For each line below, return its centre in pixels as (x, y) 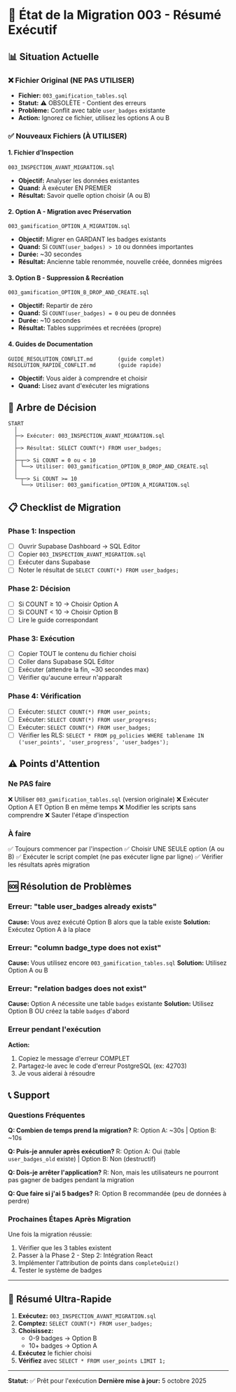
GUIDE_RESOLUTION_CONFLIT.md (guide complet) (86, 359)
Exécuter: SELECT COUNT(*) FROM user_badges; (84, 727)
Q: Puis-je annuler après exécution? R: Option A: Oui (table (94, 1151)
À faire (20, 834)
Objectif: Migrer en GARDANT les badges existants (92, 239)
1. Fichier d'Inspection (41, 153)
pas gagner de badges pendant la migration (71, 1180)
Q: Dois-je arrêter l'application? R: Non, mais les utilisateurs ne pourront (113, 1172)
